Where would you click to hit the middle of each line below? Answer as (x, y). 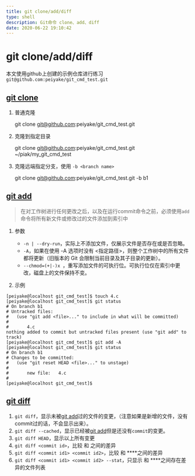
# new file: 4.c (36, 373)
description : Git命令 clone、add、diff (53, 22)
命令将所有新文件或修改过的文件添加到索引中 (74, 218)
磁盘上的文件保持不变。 (62, 272)
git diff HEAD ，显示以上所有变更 (55, 438)
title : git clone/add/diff (39, 11)
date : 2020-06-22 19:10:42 (39, 28)
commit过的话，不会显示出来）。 (53, 423)
